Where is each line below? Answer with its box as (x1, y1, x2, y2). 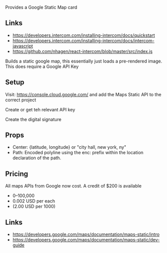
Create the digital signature (5, 116, 62, 122)
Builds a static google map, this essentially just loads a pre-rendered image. (5, 58, 162, 64)
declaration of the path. (12, 155, 61, 161)
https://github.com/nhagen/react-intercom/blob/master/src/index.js (12, 48, 153, 54)
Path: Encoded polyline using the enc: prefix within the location (12, 150, 144, 156)
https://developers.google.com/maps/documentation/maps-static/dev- (12, 237, 160, 243)
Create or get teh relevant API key (5, 106, 75, 112)
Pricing (5, 169, 29, 178)
